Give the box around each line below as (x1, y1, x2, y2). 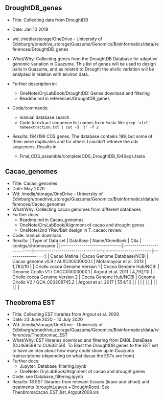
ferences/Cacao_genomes (12, 201, 66, 207)
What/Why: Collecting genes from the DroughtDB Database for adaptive (12, 56, 158, 62)
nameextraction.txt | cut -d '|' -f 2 (19, 125, 99, 130)
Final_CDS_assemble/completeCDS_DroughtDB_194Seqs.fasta (19, 153, 145, 159)
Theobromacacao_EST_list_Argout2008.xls (12, 389, 99, 395)
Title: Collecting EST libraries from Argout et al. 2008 (12, 311, 119, 317)
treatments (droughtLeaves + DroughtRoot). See (12, 384, 110, 390)
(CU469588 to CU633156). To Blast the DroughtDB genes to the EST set (12, 342, 158, 349)
